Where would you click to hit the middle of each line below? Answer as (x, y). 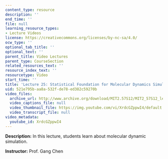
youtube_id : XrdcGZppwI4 (35, 122)
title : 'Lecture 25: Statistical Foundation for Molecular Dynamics (78, 84)
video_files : (19, 94)
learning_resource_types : (32, 29)
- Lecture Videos (23, 33)
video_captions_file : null (38, 103)
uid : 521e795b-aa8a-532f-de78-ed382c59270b (51, 89)
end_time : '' (19, 19)
